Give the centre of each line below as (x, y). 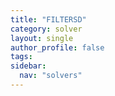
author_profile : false (57, 47)
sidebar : (28, 66)
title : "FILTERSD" (48, 19)
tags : (21, 57)
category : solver (46, 29)
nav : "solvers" (51, 76)
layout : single (42, 38)
